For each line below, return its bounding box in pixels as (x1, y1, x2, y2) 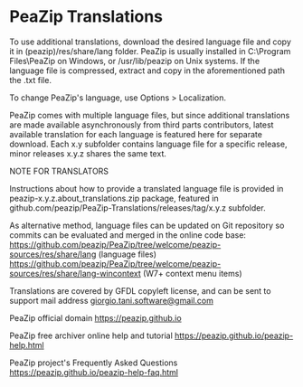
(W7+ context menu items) (143, 268, 242, 278)
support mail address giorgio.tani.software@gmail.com (9, 295, 214, 306)
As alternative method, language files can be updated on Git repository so (9, 220, 285, 231)
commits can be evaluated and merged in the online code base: (9, 229, 247, 241)
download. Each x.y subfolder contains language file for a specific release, (9, 138, 288, 149)
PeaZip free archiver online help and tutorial (9, 330, 174, 341)
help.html (9, 339, 44, 350)
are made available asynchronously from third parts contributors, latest (9, 119, 274, 130)
